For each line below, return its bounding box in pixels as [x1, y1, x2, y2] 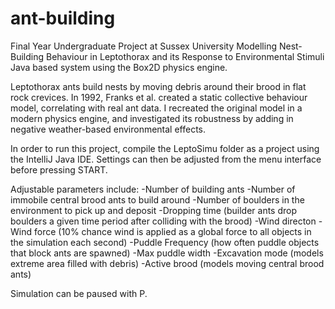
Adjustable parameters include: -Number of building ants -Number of [10, 183, 296, 195]
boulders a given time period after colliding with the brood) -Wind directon [10, 215, 317, 227]
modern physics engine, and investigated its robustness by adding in [10, 112, 294, 124]
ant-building [10, 7, 116, 30]
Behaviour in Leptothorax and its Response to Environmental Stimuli [45, 50, 325, 62]
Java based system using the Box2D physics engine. [10, 61, 228, 73]
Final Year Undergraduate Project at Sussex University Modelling [10, 40, 277, 52]
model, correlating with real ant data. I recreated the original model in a [10, 102, 303, 114]
